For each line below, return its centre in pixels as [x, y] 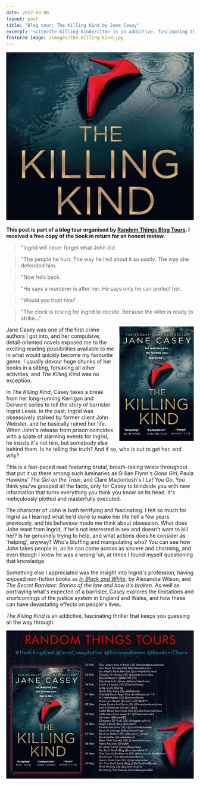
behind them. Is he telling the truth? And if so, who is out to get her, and [94, 449]
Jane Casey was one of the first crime [53, 330]
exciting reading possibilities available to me [60, 349]
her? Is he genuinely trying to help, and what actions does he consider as [96, 535]
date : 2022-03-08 [28, 13]
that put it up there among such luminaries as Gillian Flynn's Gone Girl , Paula [100, 473]
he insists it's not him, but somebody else [57, 442]
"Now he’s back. [41, 277]
